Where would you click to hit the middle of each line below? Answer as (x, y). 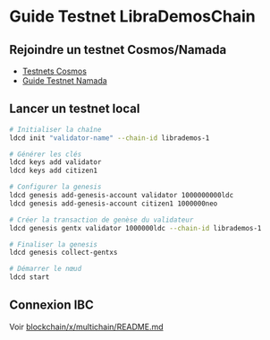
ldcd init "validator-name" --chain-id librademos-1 (110, 138)
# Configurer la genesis (55, 187)
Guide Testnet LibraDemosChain (133, 17)
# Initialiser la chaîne (55, 129)
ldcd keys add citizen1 (54, 171)
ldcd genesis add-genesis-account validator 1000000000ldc (122, 196)
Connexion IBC (51, 305)
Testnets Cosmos (55, 71)
